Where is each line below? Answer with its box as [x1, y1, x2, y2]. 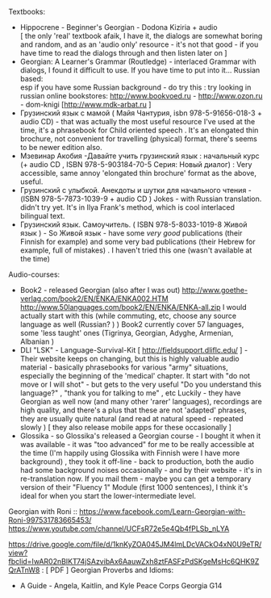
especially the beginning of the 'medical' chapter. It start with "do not [19, 371, 251, 380]
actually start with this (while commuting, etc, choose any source [19, 311, 236, 320]
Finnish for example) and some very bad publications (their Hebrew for [19, 237, 256, 246]
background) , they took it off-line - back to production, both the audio [19, 457, 254, 466]
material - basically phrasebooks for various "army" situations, [19, 362, 228, 372]
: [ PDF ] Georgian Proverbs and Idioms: [41, 565, 174, 575]
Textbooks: [8, 7, 46, 16]
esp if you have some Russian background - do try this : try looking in [19, 82, 252, 92]
